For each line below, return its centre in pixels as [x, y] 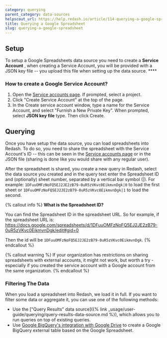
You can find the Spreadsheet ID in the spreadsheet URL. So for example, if [82, 215]
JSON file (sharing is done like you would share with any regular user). [77, 159]
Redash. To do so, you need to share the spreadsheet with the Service [77, 149]
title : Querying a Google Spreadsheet [45, 24]
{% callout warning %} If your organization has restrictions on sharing [77, 255]
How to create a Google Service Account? [56, 84]
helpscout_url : [21, 19]
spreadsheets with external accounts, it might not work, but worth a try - [80, 260]
